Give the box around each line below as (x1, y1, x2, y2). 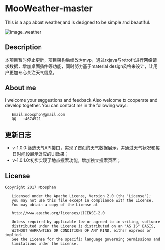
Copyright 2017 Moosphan (5, 185, 56, 190)
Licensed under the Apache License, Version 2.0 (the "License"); (11, 194, 152, 199)
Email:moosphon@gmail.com (11, 112, 65, 117)
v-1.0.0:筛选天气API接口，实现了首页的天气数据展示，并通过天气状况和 (12, 145, 156, 151)
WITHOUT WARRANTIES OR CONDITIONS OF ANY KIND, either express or (11, 228, 152, 233)
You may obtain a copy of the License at (11, 202, 98, 208)
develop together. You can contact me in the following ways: (5, 102, 128, 108)
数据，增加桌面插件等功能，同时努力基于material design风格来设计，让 (9, 63, 154, 69)
